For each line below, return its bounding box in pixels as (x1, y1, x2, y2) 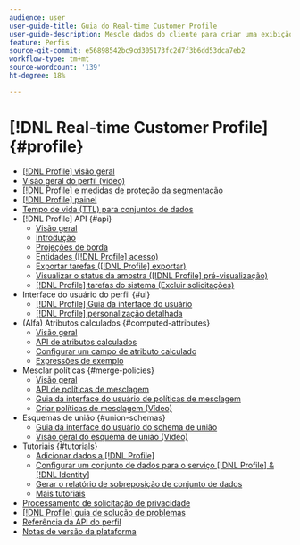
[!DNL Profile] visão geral (21, 166, 115, 177)
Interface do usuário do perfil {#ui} (21, 289, 151, 300)
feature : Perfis (9, 37, 70, 47)
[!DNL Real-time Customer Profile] (9, 117, 269, 137)
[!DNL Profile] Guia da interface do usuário (35, 298, 193, 309)
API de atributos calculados (35, 336, 137, 347)
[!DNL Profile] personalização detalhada (35, 308, 183, 318)
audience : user (9, 12, 66, 22)
